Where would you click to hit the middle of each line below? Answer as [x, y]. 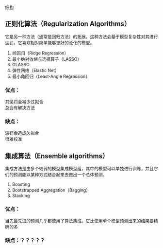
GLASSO [21, 64]
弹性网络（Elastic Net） [36, 70]
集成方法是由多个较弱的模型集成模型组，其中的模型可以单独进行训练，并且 [79, 169]
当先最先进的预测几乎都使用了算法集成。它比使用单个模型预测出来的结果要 [79, 221]
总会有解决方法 [20, 108]
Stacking [21, 195]
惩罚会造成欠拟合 [22, 133]
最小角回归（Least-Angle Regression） [51, 76]
